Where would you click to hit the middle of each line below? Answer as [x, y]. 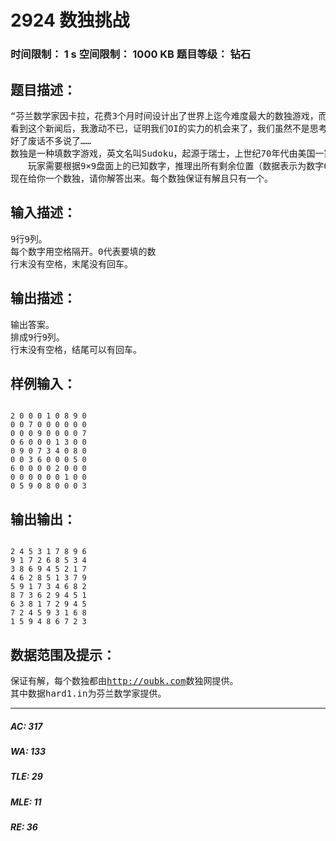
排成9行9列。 [37, 337]
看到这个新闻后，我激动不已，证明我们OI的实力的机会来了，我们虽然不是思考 [169, 128]
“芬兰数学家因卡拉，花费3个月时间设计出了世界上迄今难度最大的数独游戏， [164, 115]
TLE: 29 [26, 777]
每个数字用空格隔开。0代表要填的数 [83, 251]
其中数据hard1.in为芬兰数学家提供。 [88, 693]
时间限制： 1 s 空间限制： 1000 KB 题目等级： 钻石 [131, 54]
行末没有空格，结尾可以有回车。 [76, 349]
